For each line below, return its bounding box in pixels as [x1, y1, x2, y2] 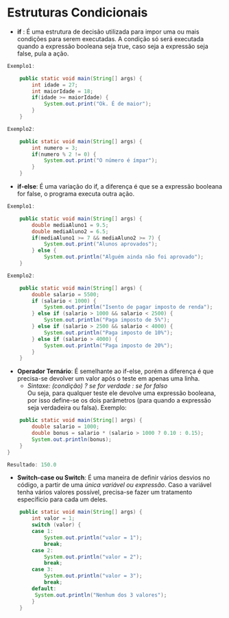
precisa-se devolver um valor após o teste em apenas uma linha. [16, 375, 200, 383]
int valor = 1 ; [32, 515, 75, 522]
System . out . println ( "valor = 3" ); [43, 573, 143, 580]
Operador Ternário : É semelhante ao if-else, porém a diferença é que [16, 367, 214, 375]
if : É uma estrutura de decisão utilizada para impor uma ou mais [16, 27, 200, 36]
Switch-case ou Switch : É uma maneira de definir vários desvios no [16, 473, 210, 482]
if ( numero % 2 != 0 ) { [32, 151, 97, 158]
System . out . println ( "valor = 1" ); [43, 534, 143, 541]
